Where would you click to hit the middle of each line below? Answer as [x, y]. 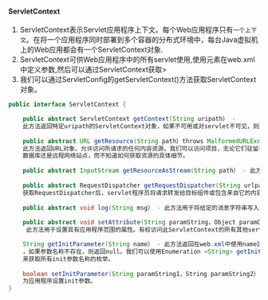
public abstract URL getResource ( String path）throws [113, 141]
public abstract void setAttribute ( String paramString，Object [129, 223]
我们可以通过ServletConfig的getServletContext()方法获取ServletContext [138, 80]
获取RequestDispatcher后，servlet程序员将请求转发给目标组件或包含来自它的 [137, 193]
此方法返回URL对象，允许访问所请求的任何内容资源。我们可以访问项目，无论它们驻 [138, 148]
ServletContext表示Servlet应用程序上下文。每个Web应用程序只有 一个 [132, 30]
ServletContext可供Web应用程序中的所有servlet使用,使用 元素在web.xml [137, 60]
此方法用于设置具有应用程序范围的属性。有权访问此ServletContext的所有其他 [137, 230]
